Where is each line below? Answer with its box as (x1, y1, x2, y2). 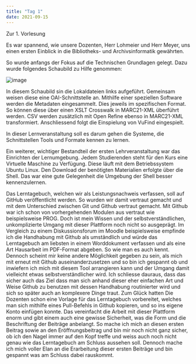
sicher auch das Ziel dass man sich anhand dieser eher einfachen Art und (6, 277, 184, 284)
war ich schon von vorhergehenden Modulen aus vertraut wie (6, 209, 155, 216)
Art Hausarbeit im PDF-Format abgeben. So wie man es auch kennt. (6, 246, 170, 253)
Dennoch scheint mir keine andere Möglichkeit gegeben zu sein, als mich (6, 252, 183, 259)
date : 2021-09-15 (6, 14, 49, 20)
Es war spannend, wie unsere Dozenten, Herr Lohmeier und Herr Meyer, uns (6, 41, 190, 48)
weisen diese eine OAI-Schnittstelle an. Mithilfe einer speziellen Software (6, 94, 183, 101)
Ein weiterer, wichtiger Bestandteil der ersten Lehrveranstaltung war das (6, 147, 180, 155)
